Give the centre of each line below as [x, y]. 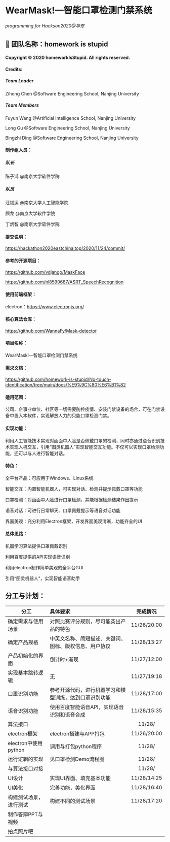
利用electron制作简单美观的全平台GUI [44, 568]
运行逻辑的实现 [26, 759]
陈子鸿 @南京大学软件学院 [32, 176]
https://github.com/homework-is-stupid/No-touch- [58, 379]
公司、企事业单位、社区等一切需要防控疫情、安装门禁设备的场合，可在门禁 [83, 409]
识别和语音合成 [68, 715]
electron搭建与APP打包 [77, 733]
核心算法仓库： [21, 319]
